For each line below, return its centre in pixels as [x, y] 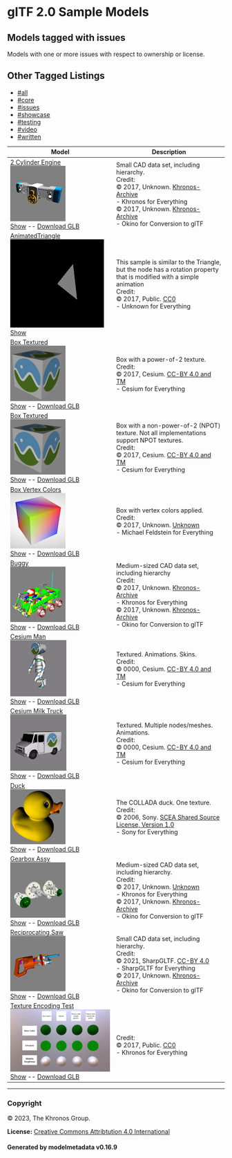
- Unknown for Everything [154, 306]
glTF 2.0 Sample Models [78, 12]
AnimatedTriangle [35, 235]
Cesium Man [28, 636]
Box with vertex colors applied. [160, 511]
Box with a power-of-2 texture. [161, 360]
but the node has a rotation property [167, 269]
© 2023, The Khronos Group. [49, 1118]
